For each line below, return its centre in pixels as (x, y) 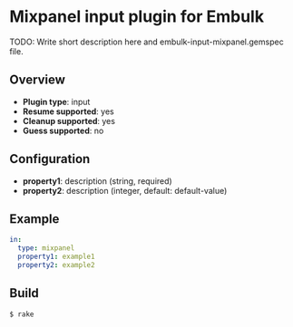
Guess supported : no (63, 130)
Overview (38, 80)
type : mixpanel (46, 248)
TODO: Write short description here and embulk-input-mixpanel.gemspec (146, 42)
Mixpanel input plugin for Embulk (137, 17)
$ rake (22, 314)
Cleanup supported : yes (69, 120)
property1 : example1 (56, 257)
